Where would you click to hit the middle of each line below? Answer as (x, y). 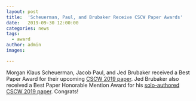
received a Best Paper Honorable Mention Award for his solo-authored (93, 85)
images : (16, 50)
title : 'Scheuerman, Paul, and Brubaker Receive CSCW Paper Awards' (95, 17)
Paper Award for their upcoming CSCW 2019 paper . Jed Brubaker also (93, 78)
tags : (13, 34)
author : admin (24, 45)
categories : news (28, 28)
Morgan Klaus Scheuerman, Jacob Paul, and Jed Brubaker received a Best (98, 72)
